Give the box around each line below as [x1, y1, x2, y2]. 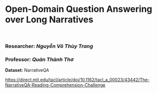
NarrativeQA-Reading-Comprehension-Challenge [5, 82, 106, 88]
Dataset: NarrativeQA [5, 67, 49, 73]
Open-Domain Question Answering [5, 3, 153, 15]
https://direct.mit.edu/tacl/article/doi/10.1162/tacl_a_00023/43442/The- [5, 77, 150, 83]
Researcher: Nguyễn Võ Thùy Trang [5, 43, 93, 49]
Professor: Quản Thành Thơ [5, 56, 74, 63]
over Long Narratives [5, 14, 94, 25]
